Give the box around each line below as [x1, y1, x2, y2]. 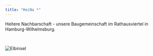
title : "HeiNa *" [5, 7, 41, 12]
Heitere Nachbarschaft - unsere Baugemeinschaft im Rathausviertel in [5, 21, 149, 27]
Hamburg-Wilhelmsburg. [5, 26, 56, 32]
